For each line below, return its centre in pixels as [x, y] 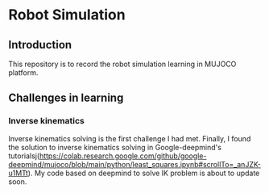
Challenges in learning [66, 98]
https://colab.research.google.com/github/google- [123, 156]
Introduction [40, 45]
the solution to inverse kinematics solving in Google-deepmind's [115, 147]
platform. [23, 73]
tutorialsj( [24, 156]
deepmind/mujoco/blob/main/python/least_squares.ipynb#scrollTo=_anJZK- [135, 164]
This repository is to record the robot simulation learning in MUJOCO [122, 64]
